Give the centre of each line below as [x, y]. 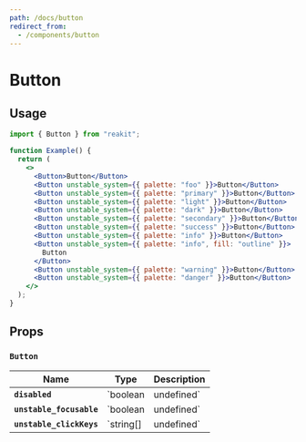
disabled [33, 394]
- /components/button [59, 35]
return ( [34, 159]
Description [179, 379]
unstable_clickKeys [56, 424]
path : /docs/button [46, 18]
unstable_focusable [56, 409]
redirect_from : [38, 26]
